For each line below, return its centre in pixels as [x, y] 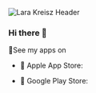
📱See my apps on [37, 50]
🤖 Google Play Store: [54, 81]
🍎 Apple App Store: [52, 66]
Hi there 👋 [28, 33]
